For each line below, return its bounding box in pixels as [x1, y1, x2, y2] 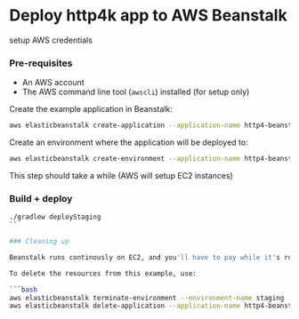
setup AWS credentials [9, 35, 93, 45]
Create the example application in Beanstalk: [9, 104, 174, 115]
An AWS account [21, 77, 85, 88]
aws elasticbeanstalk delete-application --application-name [9, 301, 241, 311]
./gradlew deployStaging [9, 212, 101, 222]
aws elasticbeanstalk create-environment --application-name [9, 155, 241, 163]
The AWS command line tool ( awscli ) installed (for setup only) [21, 86, 250, 98]
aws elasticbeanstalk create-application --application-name [9, 121, 241, 130]
